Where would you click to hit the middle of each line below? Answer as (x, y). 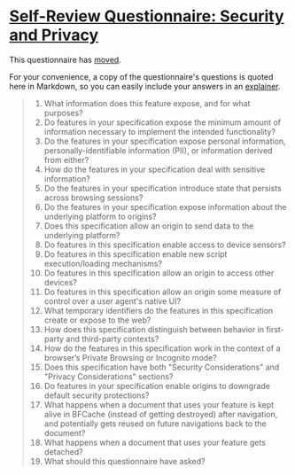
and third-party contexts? (113, 339)
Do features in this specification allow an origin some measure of (163, 292)
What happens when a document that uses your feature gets (155, 442)
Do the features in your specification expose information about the (165, 206)
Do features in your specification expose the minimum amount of (163, 122)
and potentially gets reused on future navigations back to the (155, 424)
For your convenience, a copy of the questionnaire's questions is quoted (141, 76)
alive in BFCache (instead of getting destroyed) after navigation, (161, 414)
